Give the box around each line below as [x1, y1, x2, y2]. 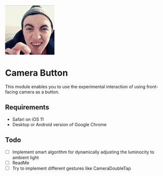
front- [146, 83, 159, 89]
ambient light [12, 154, 39, 160]
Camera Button [5, 68, 68, 79]
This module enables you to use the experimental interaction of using [5, 83, 146, 89]
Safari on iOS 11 [12, 116, 44, 122]
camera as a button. [19, 89, 60, 95]
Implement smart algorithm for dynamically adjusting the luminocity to [12, 149, 155, 155]
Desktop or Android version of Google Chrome [12, 121, 107, 127]
